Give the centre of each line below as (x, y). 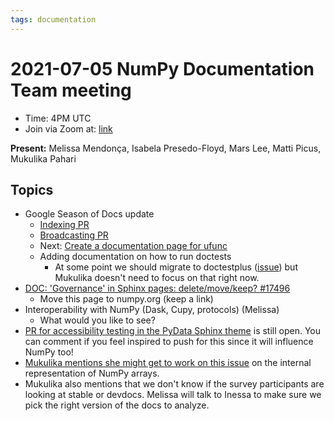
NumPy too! (49, 352)
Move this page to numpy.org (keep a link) (126, 299)
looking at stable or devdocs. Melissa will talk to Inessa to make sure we (173, 395)
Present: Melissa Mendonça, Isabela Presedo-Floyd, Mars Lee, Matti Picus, (166, 148)
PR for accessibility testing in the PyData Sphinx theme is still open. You (173, 331)
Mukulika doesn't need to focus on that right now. (157, 278)
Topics (32, 189)
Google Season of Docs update (89, 214)
